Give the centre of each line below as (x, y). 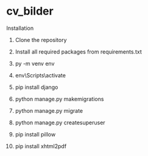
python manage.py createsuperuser (60, 122)
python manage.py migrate (49, 110)
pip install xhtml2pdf (41, 146)
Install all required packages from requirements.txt (78, 51)
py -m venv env (35, 63)
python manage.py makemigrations (59, 99)
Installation (20, 28)
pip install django (37, 87)
